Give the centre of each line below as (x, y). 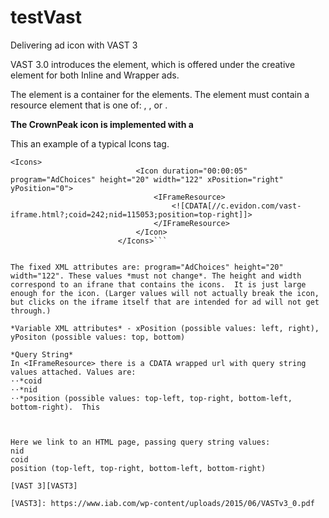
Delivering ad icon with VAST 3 (74, 45)
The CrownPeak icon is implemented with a (102, 124)
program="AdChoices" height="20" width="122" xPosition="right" (147, 179)
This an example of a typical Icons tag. (90, 143)
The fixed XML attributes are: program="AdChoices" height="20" (147, 267)
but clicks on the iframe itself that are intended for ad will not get (165, 302)
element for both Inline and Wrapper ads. (95, 75)
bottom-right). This (55, 407)
